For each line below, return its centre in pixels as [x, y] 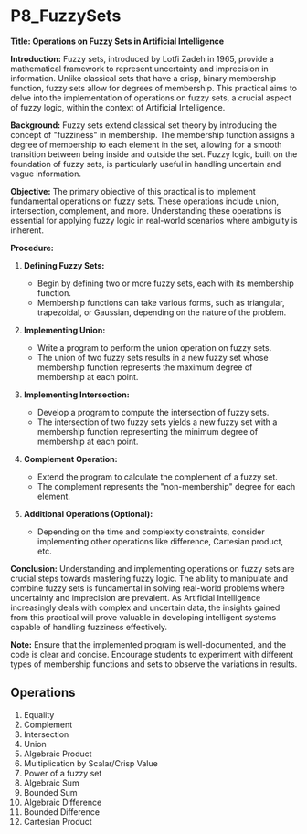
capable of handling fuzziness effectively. [89, 627]
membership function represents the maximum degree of [145, 367]
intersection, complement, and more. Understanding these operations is [146, 210]
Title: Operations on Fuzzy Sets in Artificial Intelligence [117, 41]
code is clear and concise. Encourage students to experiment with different [152, 654]
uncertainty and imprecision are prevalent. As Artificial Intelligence [136, 597]
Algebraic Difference [63, 802]
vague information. [46, 174]
